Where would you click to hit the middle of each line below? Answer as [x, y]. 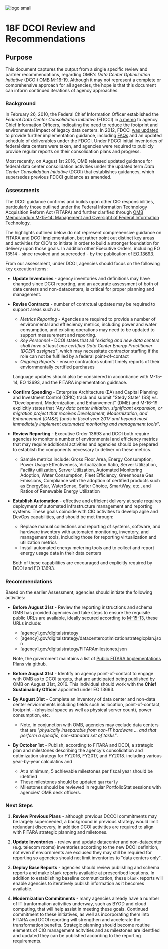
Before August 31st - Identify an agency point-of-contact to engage [83, 673]
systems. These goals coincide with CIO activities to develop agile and [85, 511]
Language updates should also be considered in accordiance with [80, 376]
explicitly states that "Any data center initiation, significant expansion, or [88, 408]
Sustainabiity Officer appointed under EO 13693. [63, 689]
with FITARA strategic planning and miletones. [60, 832]
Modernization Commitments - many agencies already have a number [86, 899]
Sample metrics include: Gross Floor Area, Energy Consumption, [87, 459]
